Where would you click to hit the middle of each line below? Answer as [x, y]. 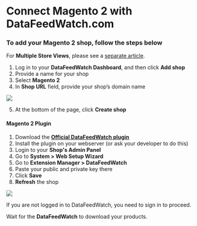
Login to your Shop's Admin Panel [58, 149]
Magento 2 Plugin [29, 124]
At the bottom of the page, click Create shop [70, 110]
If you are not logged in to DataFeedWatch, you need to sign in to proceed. [99, 205]
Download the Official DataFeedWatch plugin [72, 137]
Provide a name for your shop [52, 74]
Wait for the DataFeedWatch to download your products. [77, 216]
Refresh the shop [37, 181]
